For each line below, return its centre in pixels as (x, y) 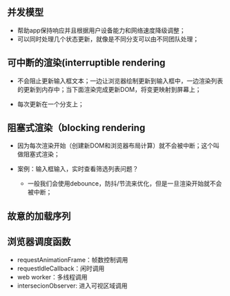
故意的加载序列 (39, 216)
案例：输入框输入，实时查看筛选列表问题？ (78, 169)
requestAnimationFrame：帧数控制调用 (73, 259)
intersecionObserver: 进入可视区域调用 (72, 286)
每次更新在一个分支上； (50, 104)
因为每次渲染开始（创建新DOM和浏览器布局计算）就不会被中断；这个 (115, 146)
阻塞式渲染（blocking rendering (76, 128)
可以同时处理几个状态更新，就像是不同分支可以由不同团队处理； (108, 39)
